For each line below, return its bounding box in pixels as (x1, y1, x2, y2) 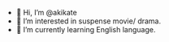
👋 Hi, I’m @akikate (15, 8, 77, 17)
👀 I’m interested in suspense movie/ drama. (15, 16, 162, 26)
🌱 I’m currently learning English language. (15, 25, 156, 34)
